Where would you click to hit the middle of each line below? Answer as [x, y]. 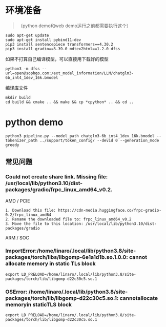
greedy [12, 145]
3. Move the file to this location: [44, 223]
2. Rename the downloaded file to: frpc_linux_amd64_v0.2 [68, 219]
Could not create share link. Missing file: [57, 177]
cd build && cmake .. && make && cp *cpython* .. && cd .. [70, 102]
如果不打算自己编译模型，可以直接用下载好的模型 [57, 59]
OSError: [16, 292]
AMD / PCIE [18, 201]
